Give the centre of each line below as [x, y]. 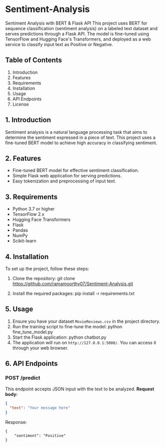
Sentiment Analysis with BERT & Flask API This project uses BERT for [76, 23]
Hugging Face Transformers [41, 219]
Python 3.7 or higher [33, 209]
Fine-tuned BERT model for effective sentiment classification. [75, 170]
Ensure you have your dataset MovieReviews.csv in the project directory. [86, 321]
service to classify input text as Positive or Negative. [59, 44]
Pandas [20, 230]
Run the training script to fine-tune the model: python [67, 326]
